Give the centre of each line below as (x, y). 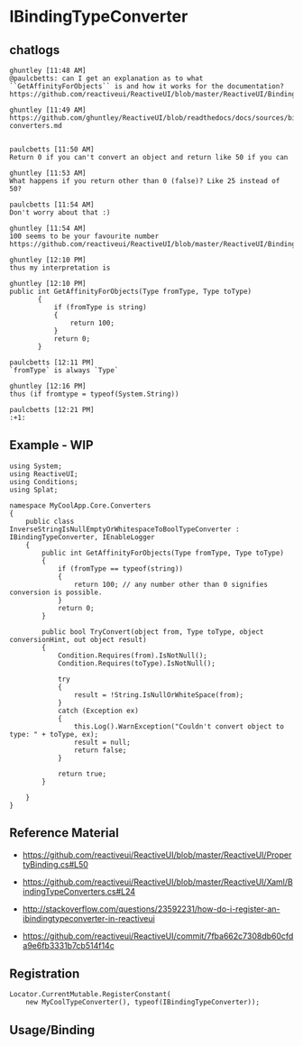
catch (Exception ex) (98, 711)
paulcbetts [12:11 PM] (52, 362)
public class (50, 521)
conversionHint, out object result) (78, 639)
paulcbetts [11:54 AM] (52, 205)
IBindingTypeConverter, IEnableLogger (82, 537)
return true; (82, 774)
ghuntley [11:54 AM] (48, 228)
